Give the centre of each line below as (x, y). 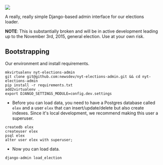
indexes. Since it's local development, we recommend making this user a (85, 113)
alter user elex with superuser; (39, 140)
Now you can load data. (36, 149)
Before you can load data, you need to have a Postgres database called (84, 103)
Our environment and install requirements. (47, 63)
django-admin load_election (34, 158)
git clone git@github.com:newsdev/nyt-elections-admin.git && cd (72, 76)
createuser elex (21, 131)
